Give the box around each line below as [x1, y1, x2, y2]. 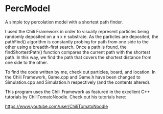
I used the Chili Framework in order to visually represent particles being [5, 28, 149, 34]
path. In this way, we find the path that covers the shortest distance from [5, 54, 152, 60]
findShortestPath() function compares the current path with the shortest [5, 49, 150, 55]
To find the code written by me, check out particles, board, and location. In [5, 69, 156, 75]
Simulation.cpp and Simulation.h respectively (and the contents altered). [5, 79, 151, 85]
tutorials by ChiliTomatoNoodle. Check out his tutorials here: [5, 94, 126, 100]
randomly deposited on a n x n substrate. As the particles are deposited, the [5, 34, 159, 39]
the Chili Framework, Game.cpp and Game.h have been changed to [5, 74, 141, 80]
